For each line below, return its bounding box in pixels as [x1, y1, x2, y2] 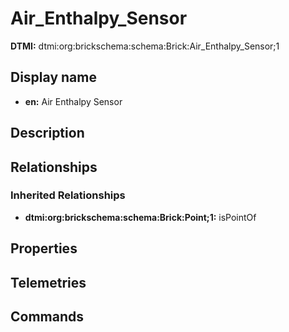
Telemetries [10, 274, 87, 291]
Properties [10, 240, 78, 257]
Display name [10, 69, 97, 86]
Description [10, 125, 85, 142]
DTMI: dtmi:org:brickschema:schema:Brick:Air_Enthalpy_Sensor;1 [10, 40, 280, 52]
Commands [10, 308, 85, 325]
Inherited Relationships [10, 188, 126, 202]
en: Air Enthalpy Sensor [24, 95, 123, 107]
